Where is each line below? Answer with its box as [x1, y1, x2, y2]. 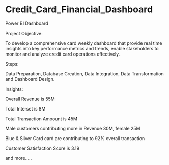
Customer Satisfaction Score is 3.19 [5, 145, 80, 151]
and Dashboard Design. [5, 76, 55, 82]
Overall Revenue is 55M [5, 96, 55, 102]
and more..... [5, 155, 32, 161]
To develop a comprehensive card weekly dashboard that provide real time [5, 40, 162, 46]
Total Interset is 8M [5, 105, 46, 112]
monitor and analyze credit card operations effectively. [5, 51, 120, 57]
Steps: [5, 61, 19, 67]
